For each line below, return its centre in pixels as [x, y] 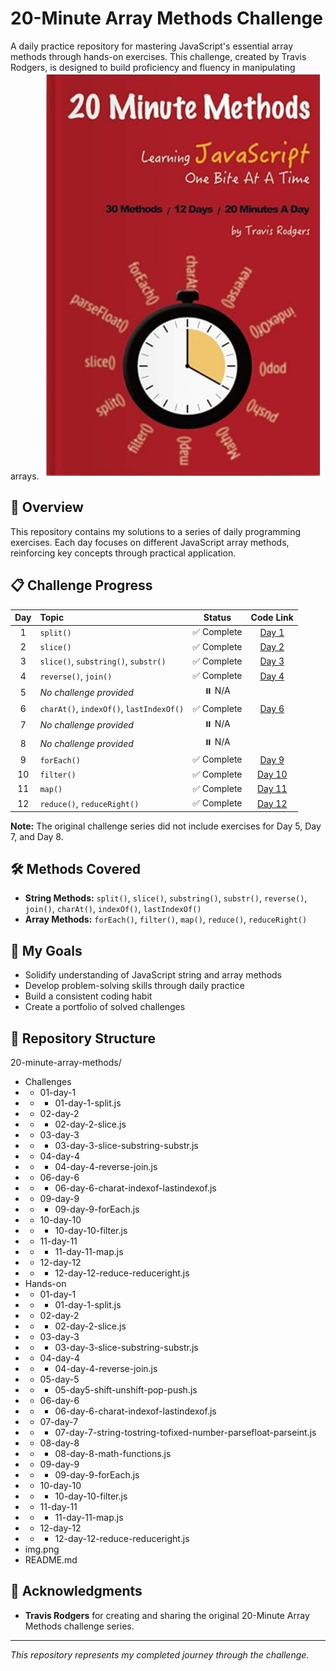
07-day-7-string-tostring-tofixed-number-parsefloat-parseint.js [185, 1432]
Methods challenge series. [79, 1626]
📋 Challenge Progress [81, 585]
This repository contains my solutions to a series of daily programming [156, 531]
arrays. [25, 476]
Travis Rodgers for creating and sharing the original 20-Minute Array [167, 1615]
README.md [51, 1560]
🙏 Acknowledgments [76, 1591]
